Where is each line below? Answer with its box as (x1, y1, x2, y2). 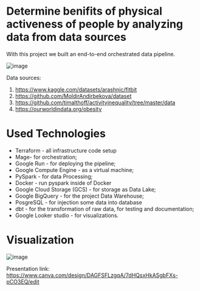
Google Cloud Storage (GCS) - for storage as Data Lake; (15, 185, 156, 193)
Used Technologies (6, 127, 106, 141)
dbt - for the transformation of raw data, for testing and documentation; (15, 205, 195, 212)
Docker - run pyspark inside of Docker (15, 179, 112, 187)
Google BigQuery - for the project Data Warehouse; (15, 192, 144, 199)
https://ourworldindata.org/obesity (15, 105, 102, 112)
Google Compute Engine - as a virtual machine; (15, 166, 134, 173)
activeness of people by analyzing (6, 17, 184, 31)
